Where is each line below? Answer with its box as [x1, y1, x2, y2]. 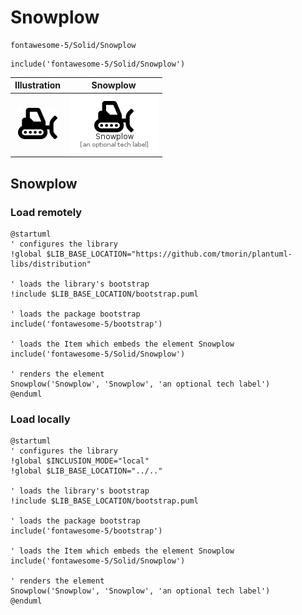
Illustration [14, 79, 62, 91]
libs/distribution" [10, 259, 92, 269]
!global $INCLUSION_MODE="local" [10, 456, 150, 466]
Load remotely [10, 205, 83, 219]
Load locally [10, 412, 71, 426]
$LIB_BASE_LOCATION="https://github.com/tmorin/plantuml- [46, 249, 293, 259]
